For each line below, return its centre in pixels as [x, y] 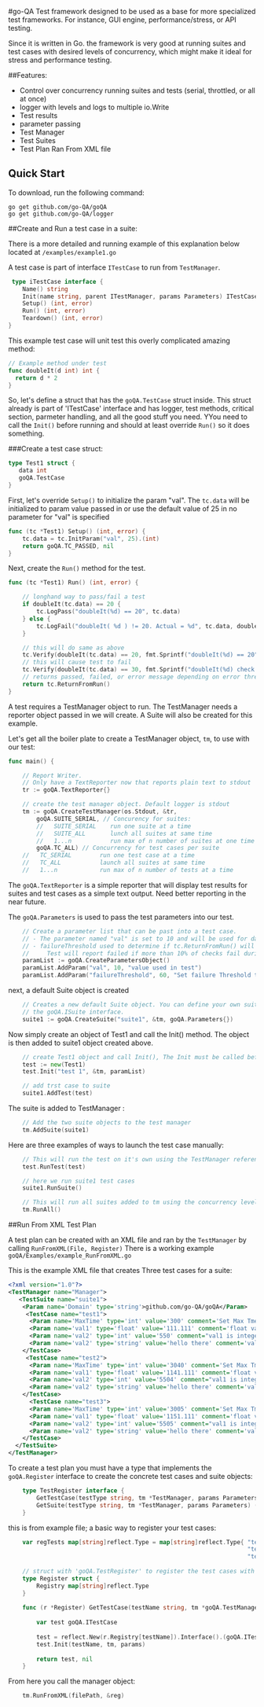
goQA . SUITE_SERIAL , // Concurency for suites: [114, 819]
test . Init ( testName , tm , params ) [91, 1644]
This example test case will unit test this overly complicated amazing [119, 340]
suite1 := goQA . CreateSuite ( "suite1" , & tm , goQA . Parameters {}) [128, 1019]
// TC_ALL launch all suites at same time [114, 863]
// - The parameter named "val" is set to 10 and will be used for [135, 939]
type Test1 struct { [42, 463]
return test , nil [64, 1659]
